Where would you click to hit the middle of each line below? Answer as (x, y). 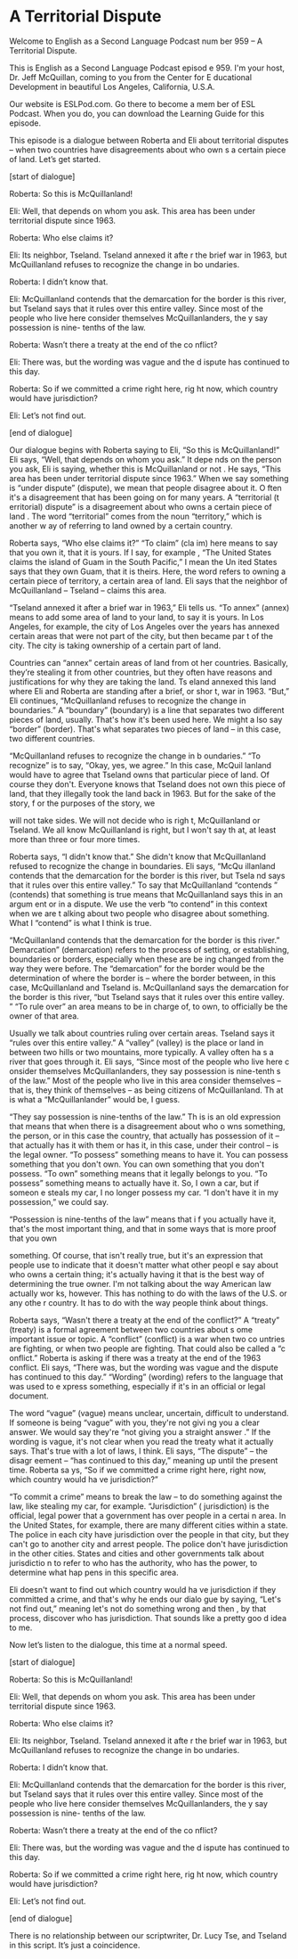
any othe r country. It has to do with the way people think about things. (139, 1302)
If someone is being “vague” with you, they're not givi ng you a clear (134, 1422)
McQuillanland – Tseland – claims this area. (88, 590)
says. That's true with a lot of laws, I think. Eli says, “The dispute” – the (139, 1451)
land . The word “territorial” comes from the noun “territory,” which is (136, 516)
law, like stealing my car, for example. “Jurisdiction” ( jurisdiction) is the (139, 1506)
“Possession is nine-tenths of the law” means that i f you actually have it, (143, 1219)
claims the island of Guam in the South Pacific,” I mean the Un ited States (143, 561)
